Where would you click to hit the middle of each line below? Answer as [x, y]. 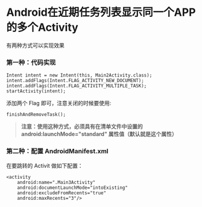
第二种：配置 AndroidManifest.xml [57, 151]
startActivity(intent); [36, 91]
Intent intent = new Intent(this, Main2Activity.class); [79, 75]
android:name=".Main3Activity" [56, 182]
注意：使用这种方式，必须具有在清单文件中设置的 [82, 127]
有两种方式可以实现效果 [35, 45]
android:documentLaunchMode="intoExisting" [73, 188]
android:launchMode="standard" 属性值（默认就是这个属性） [99, 134]
